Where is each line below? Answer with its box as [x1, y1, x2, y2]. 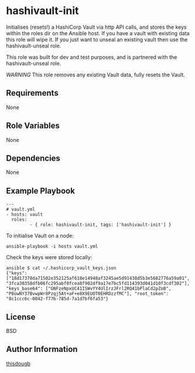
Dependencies [6, 153, 60, 163]
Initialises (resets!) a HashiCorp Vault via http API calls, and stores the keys [6, 23, 187, 30]
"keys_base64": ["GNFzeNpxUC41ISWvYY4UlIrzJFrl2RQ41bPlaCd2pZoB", [6, 286, 172, 291]
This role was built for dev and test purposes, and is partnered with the [6, 53, 177, 60]
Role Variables [6, 121, 60, 131]
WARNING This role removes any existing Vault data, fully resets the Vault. [6, 71, 186, 78]
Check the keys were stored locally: [6, 254, 93, 261]
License [6, 312, 36, 322]
